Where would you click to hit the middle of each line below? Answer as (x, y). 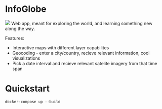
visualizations (26, 58)
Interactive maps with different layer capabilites (61, 47)
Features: (15, 38)
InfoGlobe (26, 9)
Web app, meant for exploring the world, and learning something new (82, 23)
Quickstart (28, 89)
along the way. (20, 29)
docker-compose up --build (33, 102)
